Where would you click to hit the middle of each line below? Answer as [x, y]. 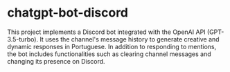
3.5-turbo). [23, 39]
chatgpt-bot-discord [68, 13]
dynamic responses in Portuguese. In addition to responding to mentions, [112, 46]
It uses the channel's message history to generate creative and [130, 39]
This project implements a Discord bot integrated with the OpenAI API [106, 32]
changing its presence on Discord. [56, 61]
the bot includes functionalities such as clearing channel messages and [109, 54]
